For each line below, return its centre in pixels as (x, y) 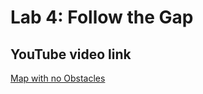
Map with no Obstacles (58, 78)
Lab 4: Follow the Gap (102, 17)
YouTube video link (71, 54)
